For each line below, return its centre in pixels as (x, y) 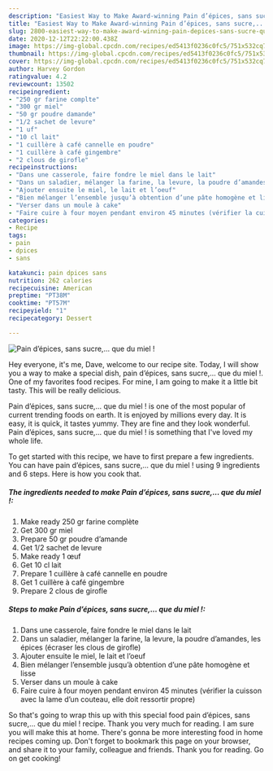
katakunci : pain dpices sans (58, 273)
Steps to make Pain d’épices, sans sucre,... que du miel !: (107, 609)
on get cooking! (35, 758)
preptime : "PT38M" (39, 296)
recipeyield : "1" (38, 311)
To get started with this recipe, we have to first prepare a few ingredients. (131, 456)
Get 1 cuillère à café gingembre (72, 582)
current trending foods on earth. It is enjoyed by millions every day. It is (128, 414)
